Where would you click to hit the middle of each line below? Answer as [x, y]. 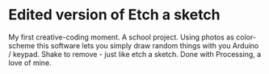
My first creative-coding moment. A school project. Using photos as [121, 37]
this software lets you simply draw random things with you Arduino [148, 45]
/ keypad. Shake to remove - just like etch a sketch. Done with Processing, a [135, 54]
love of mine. [30, 63]
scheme [22, 45]
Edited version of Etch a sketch [114, 15]
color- [246, 37]
